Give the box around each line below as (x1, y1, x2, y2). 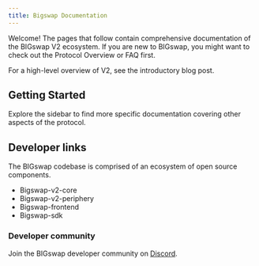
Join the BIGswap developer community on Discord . (8, 249, 178, 258)
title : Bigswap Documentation (8, 11, 108, 20)
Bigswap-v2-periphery (19, 194, 95, 203)
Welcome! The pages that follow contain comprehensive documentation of (8, 33, 251, 43)
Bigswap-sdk (19, 211, 63, 220)
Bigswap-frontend (19, 203, 79, 212)
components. (8, 170, 51, 180)
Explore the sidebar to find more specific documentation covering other (8, 109, 241, 119)
